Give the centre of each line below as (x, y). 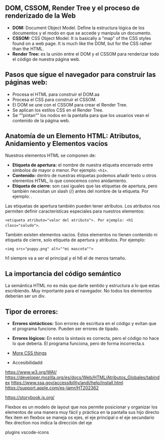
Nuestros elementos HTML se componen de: (50, 155)
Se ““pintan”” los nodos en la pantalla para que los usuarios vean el (81, 115)
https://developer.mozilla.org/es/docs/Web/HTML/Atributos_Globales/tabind (82, 377)
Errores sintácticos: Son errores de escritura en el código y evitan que (84, 324)
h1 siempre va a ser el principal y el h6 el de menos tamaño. (66, 258)
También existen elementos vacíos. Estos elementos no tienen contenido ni (81, 235)
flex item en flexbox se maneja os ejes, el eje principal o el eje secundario (80, 418)
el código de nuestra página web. (46, 59)
